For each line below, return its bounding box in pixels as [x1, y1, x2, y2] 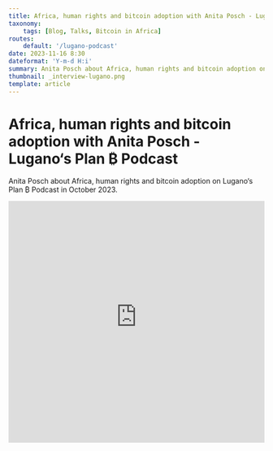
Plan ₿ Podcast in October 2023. [8, 184, 118, 195]
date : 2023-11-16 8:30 [8, 50, 85, 58]
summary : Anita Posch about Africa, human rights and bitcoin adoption [8, 65, 256, 73]
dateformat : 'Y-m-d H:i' [8, 58, 93, 66]
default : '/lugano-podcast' [23, 42, 118, 50]
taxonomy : [8, 20, 42, 28]
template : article [8, 80, 71, 88]
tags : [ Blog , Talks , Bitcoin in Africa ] [23, 27, 162, 35]
